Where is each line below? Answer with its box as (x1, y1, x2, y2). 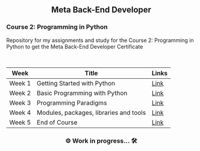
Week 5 (9, 118, 31, 126)
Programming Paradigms (37, 99, 107, 107)
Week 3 (9, 99, 31, 107)
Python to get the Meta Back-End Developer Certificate (6, 43, 143, 50)
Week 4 (9, 108, 31, 117)
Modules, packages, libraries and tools (37, 108, 146, 117)
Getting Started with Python (37, 79, 116, 87)
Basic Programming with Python (37, 88, 128, 97)
